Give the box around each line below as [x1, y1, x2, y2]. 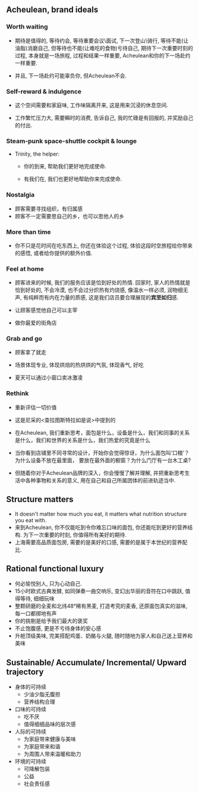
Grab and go [6, 334, 43, 343]
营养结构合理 [23, 698, 55, 705]
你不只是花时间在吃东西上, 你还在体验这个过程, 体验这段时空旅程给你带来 [14, 241, 193, 249]
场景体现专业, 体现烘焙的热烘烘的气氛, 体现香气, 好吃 [14, 361, 144, 368]
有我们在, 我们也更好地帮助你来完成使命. [23, 175, 122, 182]
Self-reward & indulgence [6, 87, 82, 95]
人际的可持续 [14, 728, 46, 735]
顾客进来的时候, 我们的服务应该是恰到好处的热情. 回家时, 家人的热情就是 [14, 279, 191, 286]
